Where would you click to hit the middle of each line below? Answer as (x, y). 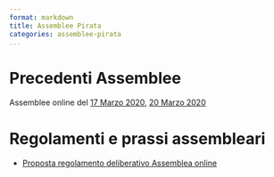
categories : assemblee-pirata (66, 34)
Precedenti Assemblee (95, 78)
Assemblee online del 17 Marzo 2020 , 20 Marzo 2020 (108, 102)
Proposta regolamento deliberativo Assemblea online (119, 163)
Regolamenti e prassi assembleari (137, 138)
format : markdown (42, 17)
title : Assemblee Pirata (55, 26)
